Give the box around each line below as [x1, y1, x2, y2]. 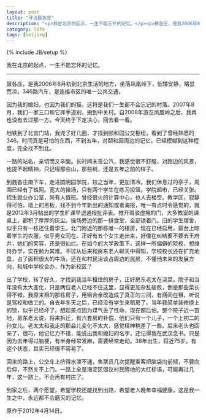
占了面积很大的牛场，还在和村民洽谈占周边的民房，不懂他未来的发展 [17, 255, 189, 263]
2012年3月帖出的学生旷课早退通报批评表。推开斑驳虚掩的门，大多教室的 [11, 209, 194, 217]
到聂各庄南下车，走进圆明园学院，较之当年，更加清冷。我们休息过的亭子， [6, 179, 194, 186]
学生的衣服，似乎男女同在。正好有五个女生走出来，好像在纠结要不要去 [11, 232, 189, 239]
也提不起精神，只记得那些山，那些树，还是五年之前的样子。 [6, 165, 157, 173]
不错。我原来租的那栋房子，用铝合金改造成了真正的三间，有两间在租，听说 [11, 291, 200, 298]
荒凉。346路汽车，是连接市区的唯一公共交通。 [6, 88, 124, 95]
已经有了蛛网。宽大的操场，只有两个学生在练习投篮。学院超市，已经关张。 [11, 186, 200, 193]
